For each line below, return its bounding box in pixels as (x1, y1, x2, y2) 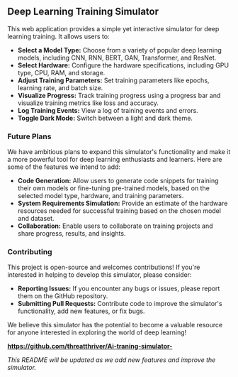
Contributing (7, 247, 52, 257)
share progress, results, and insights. (17, 229, 126, 238)
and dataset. (17, 214, 55, 223)
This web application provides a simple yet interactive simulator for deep (7, 24, 220, 33)
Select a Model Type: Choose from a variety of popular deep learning (17, 45, 222, 54)
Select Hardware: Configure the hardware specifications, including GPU (17, 60, 229, 70)
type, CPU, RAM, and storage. (17, 68, 106, 77)
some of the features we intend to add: (7, 163, 121, 171)
